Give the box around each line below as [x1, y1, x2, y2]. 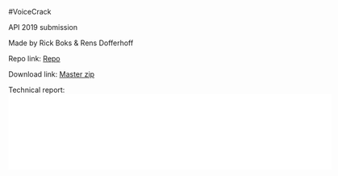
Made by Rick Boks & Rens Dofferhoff [8, 38, 134, 48]
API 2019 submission [8, 23, 78, 31]
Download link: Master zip [8, 69, 95, 79]
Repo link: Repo [8, 54, 61, 63]
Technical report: [8, 85, 65, 94]
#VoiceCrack [8, 7, 52, 16]
